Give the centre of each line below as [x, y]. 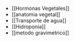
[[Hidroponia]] [28, 26]
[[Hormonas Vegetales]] [40, 8]
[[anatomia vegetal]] [36, 14]
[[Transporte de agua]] [39, 20]
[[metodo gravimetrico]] [40, 33]
